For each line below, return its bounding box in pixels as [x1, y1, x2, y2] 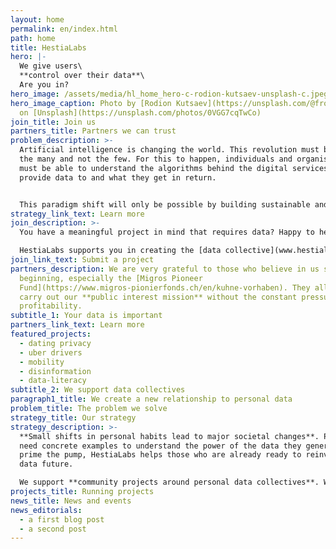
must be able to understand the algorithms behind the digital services [19, 163, 329, 173]
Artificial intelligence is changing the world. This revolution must [19, 145, 320, 155]
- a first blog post [19, 514, 105, 525]
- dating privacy [19, 338, 92, 348]
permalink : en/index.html [10, 24, 118, 34]
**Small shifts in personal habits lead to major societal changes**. [19, 431, 320, 441]
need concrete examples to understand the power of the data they [19, 441, 302, 451]
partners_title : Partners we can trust [10, 126, 177, 136]
